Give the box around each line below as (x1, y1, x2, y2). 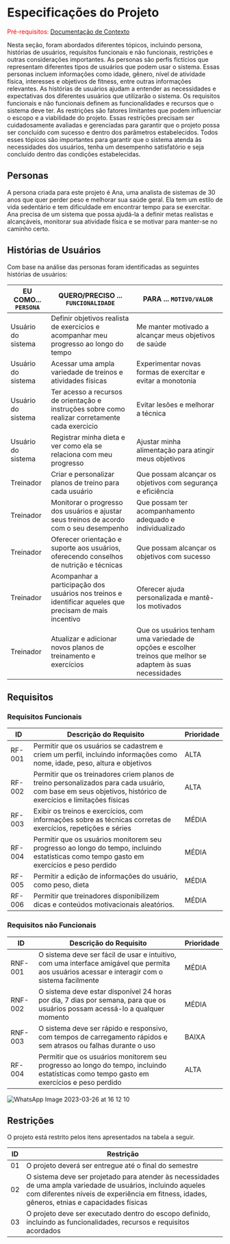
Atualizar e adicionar (51, 634, 118, 643)
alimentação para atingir (136, 445, 214, 455)
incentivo (51, 614, 81, 623)
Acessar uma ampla (51, 359, 115, 368)
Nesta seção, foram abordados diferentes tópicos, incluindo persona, (7, 40, 203, 49)
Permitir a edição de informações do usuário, (33, 872, 178, 881)
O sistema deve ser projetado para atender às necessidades (26, 1172, 220, 1182)
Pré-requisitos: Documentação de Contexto (7, 27, 130, 36)
